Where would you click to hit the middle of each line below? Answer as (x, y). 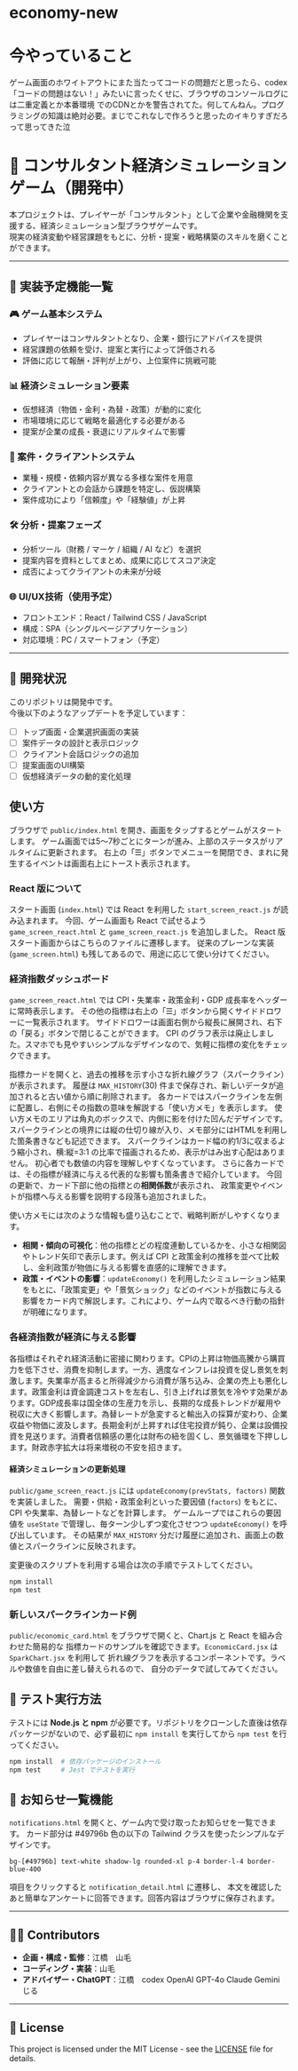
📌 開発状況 (38, 679)
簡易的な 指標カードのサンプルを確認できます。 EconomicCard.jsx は (155, 1646)
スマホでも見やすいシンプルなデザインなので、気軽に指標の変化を (145, 1044)
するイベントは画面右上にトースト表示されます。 (106, 863)
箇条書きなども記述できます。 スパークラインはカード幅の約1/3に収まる (147, 1141)
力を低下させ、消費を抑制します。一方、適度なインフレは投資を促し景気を (145, 1369)
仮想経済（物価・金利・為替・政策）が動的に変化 (111, 409)
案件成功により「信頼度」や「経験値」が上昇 (104, 500)
